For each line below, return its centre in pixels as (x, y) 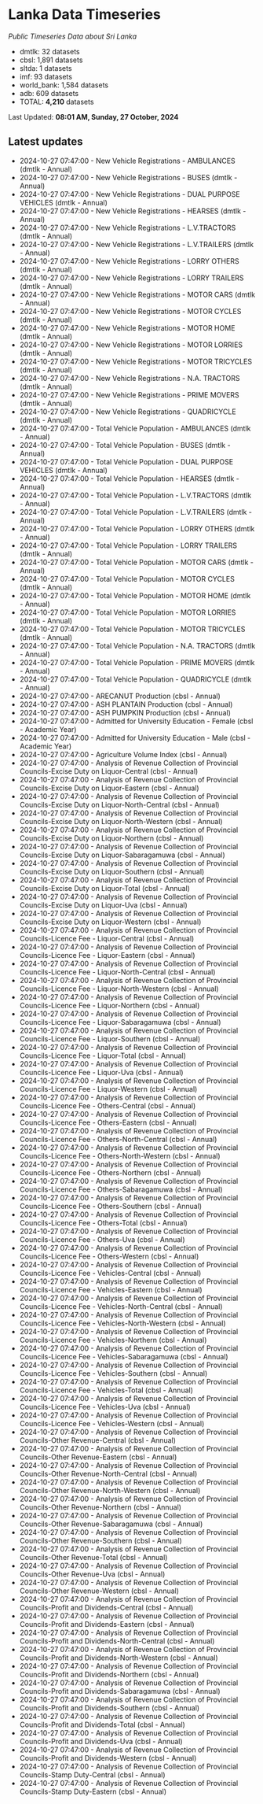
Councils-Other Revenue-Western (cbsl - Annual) (99, 1591)
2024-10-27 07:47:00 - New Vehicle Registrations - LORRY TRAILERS (132, 278)
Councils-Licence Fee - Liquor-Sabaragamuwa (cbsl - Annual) (120, 1022)
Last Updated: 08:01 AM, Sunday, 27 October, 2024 (93, 116)
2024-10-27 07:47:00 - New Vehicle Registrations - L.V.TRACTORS (128, 227)
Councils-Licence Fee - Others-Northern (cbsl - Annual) (110, 1172)
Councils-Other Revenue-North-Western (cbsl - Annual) (110, 1490)
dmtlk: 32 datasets (49, 51)
